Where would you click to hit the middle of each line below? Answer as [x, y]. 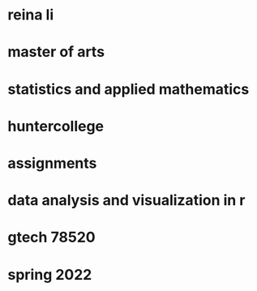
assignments [52, 163]
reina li [31, 15]
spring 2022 [50, 274]
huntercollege [56, 126]
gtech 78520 [51, 238]
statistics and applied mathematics [128, 89]
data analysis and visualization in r [126, 201]
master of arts [56, 52]
